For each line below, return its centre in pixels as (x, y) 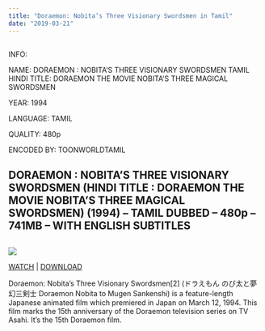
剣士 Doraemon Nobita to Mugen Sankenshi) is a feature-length (128, 293)
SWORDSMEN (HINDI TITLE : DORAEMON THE (126, 188)
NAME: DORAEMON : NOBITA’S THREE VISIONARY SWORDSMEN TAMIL (129, 70)
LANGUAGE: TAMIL (40, 118)
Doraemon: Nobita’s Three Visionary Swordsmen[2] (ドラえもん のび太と (129, 283)
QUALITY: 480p (35, 134)
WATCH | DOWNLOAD (45, 266)
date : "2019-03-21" (41, 23)
